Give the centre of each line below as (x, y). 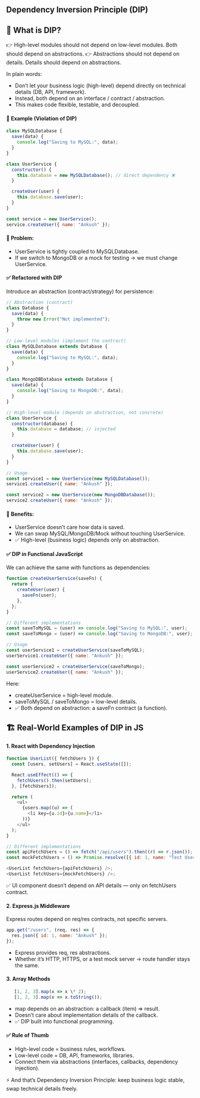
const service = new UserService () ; (51, 219)
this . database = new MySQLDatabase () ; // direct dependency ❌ (96, 175)
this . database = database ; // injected (66, 429)
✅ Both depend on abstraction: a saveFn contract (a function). (91, 708)
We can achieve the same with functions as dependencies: (78, 568)
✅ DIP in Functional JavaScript (45, 554)
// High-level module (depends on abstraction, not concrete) (85, 412)
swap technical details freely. (42, 1088)
